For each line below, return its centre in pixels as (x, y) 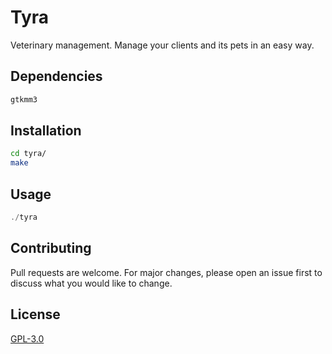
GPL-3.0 (27, 338)
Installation (46, 131)
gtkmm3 (24, 99)
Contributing (51, 248)
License (35, 314)
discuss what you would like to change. (91, 283)
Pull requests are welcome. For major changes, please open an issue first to (166, 272)
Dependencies (56, 76)
